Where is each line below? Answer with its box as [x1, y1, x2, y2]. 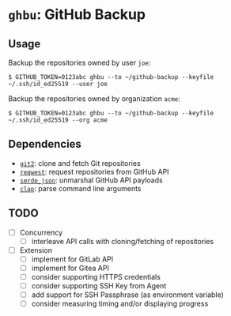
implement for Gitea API [31, 263, 109, 273]
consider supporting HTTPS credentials [31, 272, 161, 281]
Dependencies [8, 137, 81, 151]
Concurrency [19, 228, 63, 237]
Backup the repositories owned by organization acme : [8, 94, 180, 103]
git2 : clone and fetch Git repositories [19, 158, 141, 167]
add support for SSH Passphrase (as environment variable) [31, 290, 224, 299]
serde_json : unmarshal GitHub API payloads [19, 175, 164, 185]
